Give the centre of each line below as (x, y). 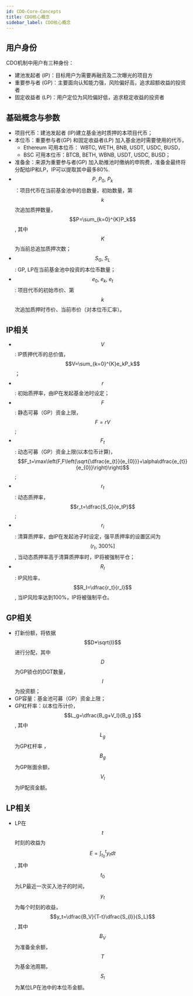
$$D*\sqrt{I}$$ (103, 642)
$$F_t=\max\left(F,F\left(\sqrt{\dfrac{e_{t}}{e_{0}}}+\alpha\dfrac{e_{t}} (103, 461)
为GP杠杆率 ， (32, 746)
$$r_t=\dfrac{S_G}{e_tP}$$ (103, 507)
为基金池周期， (32, 967)
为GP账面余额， (34, 767)
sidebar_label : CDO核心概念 (39, 22)
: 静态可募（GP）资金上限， (48, 413)
